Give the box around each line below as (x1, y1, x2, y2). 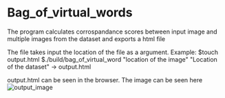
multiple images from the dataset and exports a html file (7, 34, 166, 42)
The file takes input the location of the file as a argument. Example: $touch (7, 48, 219, 56)
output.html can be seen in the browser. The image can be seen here (7, 75, 203, 84)
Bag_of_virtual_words (7, 5, 133, 21)
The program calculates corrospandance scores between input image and (7, 27, 218, 36)
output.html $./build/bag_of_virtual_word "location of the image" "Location (7, 55, 218, 63)
